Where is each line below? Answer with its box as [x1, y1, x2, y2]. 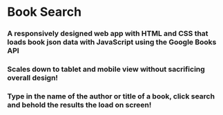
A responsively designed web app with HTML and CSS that [7, 29, 209, 39]
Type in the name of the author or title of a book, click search [7, 91, 215, 101]
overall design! [7, 73, 59, 83]
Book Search [7, 4, 81, 20]
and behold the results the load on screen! [7, 100, 152, 109]
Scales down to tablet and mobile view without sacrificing [7, 65, 205, 74]
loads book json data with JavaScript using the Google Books [7, 37, 217, 47]
